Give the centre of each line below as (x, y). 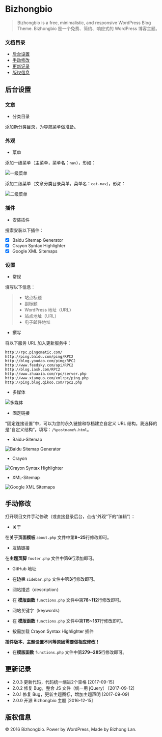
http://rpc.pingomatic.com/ (34, 352)
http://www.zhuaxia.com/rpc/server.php (46, 374)
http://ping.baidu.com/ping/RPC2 (39, 357)
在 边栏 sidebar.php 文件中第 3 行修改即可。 (55, 579)
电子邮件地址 (37, 322)
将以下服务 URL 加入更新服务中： (39, 343)
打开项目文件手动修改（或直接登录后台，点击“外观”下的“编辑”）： (70, 516)
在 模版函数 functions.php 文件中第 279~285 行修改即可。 (69, 652)
